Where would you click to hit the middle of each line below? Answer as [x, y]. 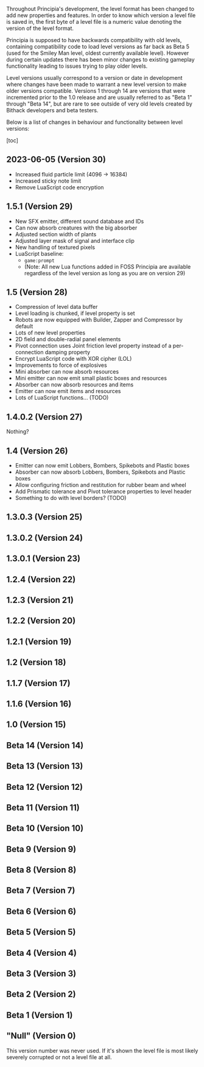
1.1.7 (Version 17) [38, 683]
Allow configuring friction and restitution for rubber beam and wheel [101, 485]
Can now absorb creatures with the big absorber [76, 228]
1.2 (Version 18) [36, 663]
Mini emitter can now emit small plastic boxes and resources [91, 378]
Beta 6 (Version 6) [41, 911]
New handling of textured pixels [55, 247]
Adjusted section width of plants [56, 234]
